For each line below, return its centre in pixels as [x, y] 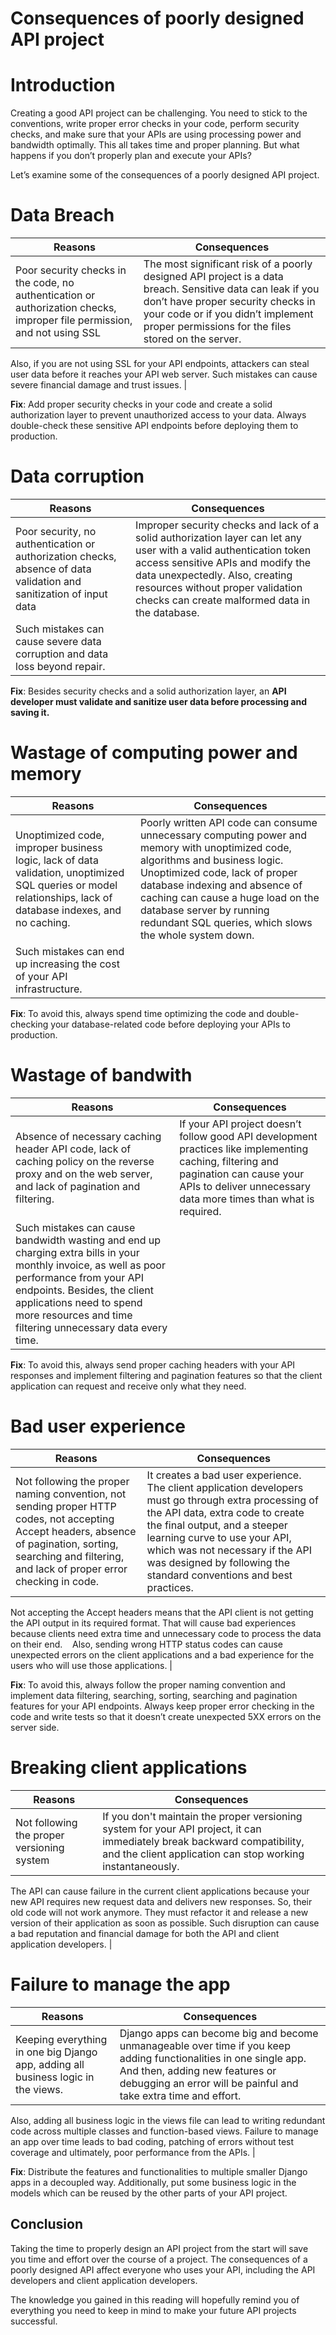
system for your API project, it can [182, 1829]
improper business [59, 847]
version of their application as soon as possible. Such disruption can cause [165, 1923]
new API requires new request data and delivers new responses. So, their [161, 1901]
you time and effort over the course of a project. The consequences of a [159, 2259]
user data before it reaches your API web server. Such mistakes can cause [164, 374]
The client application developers [225, 1487]
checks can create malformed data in [223, 600]
